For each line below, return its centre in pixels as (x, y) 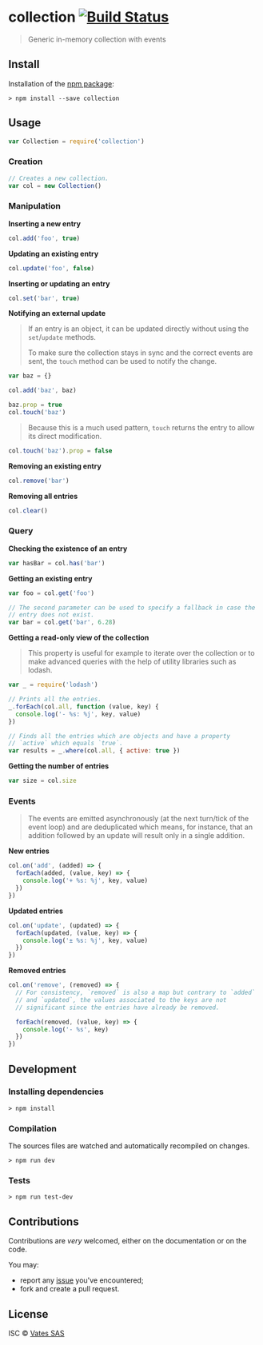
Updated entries (36, 911)
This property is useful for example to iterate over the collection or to (141, 653)
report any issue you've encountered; (82, 1280)
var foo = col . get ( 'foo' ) (51, 593)
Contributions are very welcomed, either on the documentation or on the (128, 1241)
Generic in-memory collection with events (97, 39)
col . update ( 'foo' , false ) (51, 268)
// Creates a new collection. (59, 178)
